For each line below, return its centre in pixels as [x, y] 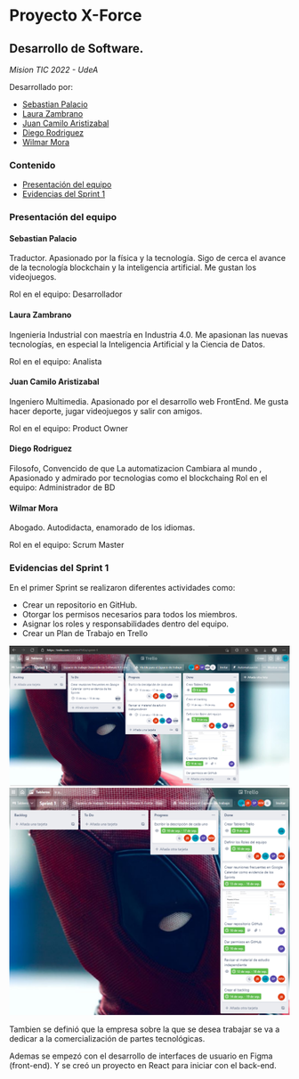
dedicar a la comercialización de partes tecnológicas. [107, 1038]
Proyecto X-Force [76, 16]
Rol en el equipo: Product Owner [69, 428]
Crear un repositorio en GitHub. [80, 605]
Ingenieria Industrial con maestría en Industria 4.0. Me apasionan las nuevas [149, 334]
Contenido [32, 165]
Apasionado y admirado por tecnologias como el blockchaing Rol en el [138, 478]
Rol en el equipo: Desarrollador [66, 294]
